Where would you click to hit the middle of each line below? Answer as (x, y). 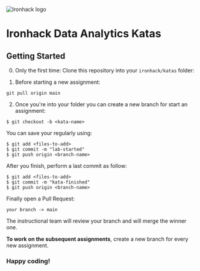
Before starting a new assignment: (58, 82)
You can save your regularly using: (49, 133)
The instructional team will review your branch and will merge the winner (96, 221)
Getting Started (36, 56)
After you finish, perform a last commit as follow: (67, 166)
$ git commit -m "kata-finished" (48, 182)
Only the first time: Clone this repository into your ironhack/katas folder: (105, 70)
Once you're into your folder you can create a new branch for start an (101, 104)
